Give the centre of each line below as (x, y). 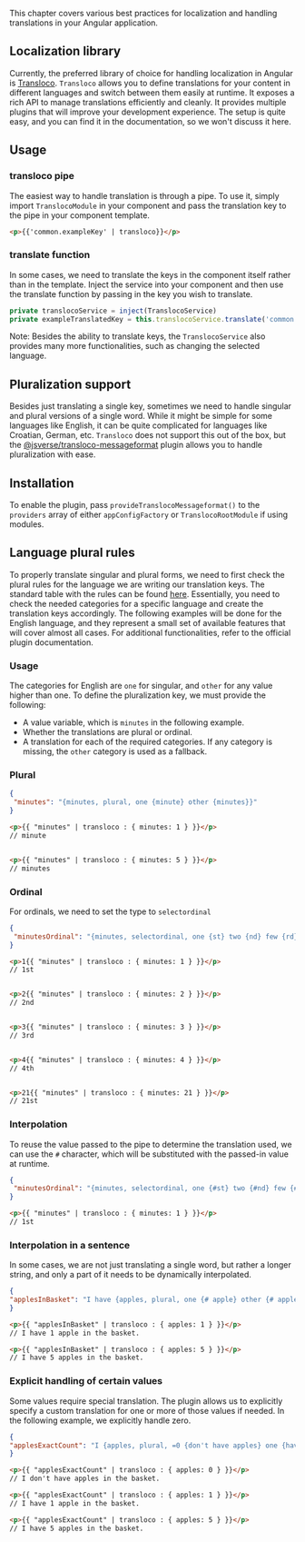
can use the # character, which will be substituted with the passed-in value (149, 1154)
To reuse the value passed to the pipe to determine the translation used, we (151, 1144)
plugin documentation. (51, 642)
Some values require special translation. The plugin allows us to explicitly (146, 1401)
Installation (42, 483)
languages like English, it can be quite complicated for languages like (138, 425)
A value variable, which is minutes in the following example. (133, 722)
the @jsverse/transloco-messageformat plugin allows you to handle (136, 445)
